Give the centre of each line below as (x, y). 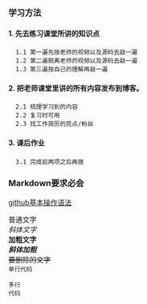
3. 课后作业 (27, 143)
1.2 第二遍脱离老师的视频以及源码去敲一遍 (77, 61)
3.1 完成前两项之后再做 (50, 162)
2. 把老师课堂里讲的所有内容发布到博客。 (76, 88)
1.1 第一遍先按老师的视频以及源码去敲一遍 (77, 53)
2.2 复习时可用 (38, 116)
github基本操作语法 (40, 202)
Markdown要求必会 (46, 184)
